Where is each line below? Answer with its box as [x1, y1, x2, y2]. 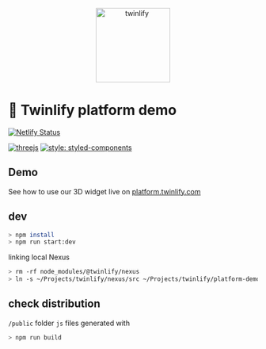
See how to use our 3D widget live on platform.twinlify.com [8, 186, 201, 196]
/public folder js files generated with [8, 318, 131, 328]
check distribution [8, 297, 101, 311]
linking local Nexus [8, 252, 70, 262]
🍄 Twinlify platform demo [8, 102, 177, 119]
